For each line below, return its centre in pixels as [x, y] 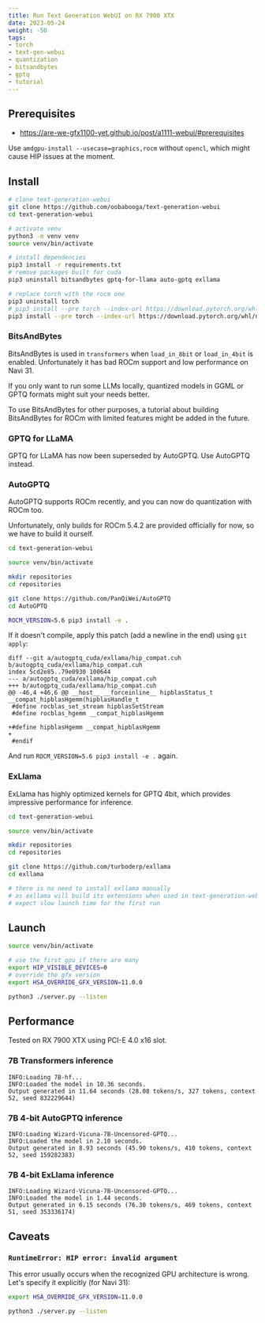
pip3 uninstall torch [44, 301]
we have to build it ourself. [51, 534]
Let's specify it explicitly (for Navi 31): [69, 1283]
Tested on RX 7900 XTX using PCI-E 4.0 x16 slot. [88, 1041]
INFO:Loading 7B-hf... [45, 1077]
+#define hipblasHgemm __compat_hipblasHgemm [84, 728]
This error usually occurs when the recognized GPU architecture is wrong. [129, 1274]
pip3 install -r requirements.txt [65, 265]
